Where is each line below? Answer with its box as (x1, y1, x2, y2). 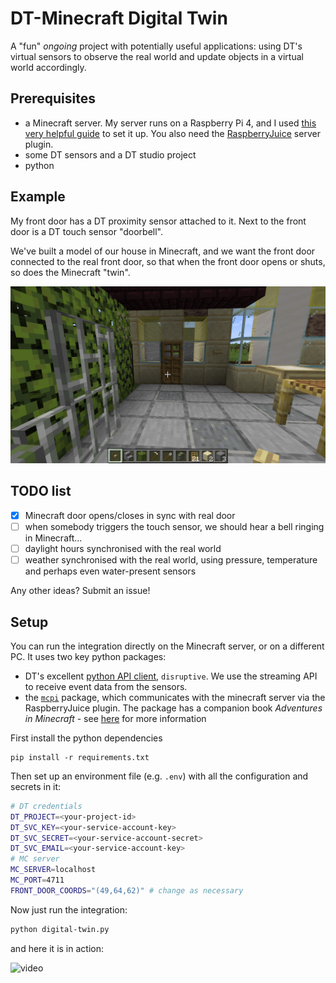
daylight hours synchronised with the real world (24, 543, 222, 554)
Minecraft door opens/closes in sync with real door (24, 509, 236, 521)
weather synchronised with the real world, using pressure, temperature (24, 554, 318, 566)
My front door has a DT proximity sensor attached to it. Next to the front (10, 215, 307, 227)
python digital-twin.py (10, 924, 110, 934)
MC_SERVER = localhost (10, 865, 97, 875)
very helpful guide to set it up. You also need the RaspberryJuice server (24, 127, 321, 139)
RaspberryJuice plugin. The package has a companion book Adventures (24, 702, 323, 714)
